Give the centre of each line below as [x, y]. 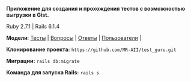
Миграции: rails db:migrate [43, 61]
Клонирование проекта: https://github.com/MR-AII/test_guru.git [91, 49]
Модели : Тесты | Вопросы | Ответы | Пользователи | [74, 38]
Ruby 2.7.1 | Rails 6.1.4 [33, 26]
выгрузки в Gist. [28, 15]
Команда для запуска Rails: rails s [53, 72]
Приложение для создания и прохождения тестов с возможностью [96, 9]
